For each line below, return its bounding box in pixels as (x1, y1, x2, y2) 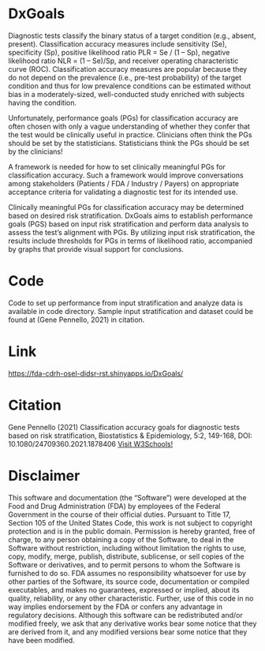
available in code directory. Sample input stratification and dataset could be (8, 306, 254, 316)
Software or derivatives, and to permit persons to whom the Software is (8, 559, 241, 569)
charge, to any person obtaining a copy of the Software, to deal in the (8, 534, 234, 544)
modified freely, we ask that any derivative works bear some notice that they (8, 619, 257, 628)
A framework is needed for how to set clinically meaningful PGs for (8, 162, 226, 171)
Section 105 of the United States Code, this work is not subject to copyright (8, 518, 252, 527)
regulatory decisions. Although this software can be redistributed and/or (8, 610, 243, 619)
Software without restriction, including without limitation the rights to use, (8, 543, 247, 552)
